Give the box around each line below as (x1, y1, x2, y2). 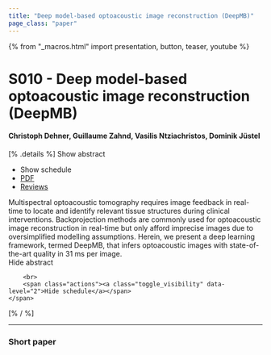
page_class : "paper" (8, 19, 78, 27)
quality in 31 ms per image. (33, 248, 123, 258)
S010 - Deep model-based (8, 69, 188, 88)
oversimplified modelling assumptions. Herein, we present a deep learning (8, 232, 256, 241)
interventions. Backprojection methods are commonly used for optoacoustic (8, 215, 261, 224)
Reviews (19, 182, 48, 191)
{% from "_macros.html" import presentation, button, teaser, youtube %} (8, 41, 250, 51)
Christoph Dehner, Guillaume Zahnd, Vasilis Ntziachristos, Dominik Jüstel (8, 131, 261, 141)
